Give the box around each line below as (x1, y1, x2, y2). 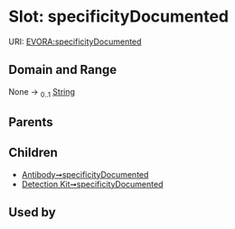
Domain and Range (8, 62, 117, 78)
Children (8, 145, 58, 160)
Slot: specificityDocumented (8, 6, 230, 27)
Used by (8, 205, 56, 220)
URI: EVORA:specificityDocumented (8, 36, 142, 47)
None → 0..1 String (8, 86, 76, 99)
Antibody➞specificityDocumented (21, 169, 149, 179)
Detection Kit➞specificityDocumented (21, 179, 164, 189)
